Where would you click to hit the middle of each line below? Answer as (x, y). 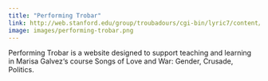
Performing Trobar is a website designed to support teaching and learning (130, 53)
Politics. (21, 70)
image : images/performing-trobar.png (71, 30)
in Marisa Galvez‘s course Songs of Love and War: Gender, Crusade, (121, 61)
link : (17, 23)
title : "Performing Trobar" (55, 15)
